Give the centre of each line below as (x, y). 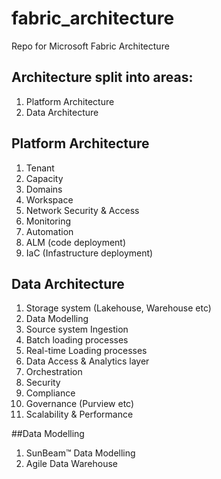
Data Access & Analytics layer (87, 361)
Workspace (49, 199)
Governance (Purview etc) (80, 404)
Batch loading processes (77, 340)
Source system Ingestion (77, 329)
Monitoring (48, 221)
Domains (44, 189)
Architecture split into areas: (102, 77)
